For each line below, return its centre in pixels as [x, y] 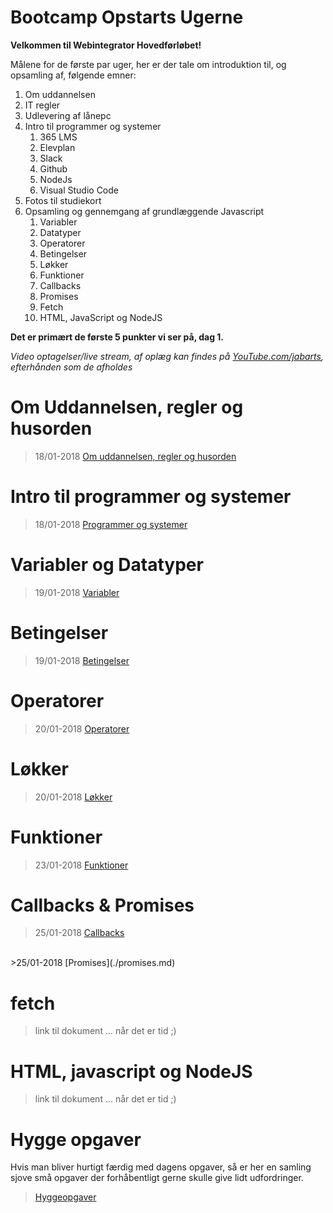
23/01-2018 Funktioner [81, 865]
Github [53, 168]
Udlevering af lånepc [68, 115]
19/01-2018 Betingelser [82, 660]
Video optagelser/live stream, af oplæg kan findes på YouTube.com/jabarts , [167, 356]
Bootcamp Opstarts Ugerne [127, 17]
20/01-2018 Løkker [73, 797]
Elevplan [57, 147]
